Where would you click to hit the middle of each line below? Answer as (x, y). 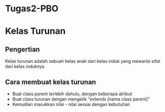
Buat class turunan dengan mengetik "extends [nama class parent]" (81, 99)
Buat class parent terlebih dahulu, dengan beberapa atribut (72, 94)
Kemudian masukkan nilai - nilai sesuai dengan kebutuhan (71, 104)
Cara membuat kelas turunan (50, 82)
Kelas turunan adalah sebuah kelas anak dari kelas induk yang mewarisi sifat (83, 61)
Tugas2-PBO (32, 9)
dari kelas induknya (25, 67)
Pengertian (23, 49)
